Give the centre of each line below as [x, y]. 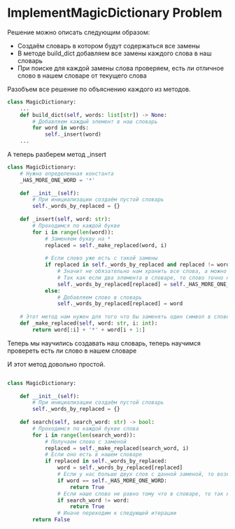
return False [51, 520]
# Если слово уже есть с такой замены [101, 258]
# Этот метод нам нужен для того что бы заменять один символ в [115, 317]
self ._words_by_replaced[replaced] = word [120, 304]
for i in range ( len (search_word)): [84, 435]
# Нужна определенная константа [67, 174]
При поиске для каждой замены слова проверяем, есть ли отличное [121, 68]
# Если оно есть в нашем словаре [93, 455]
